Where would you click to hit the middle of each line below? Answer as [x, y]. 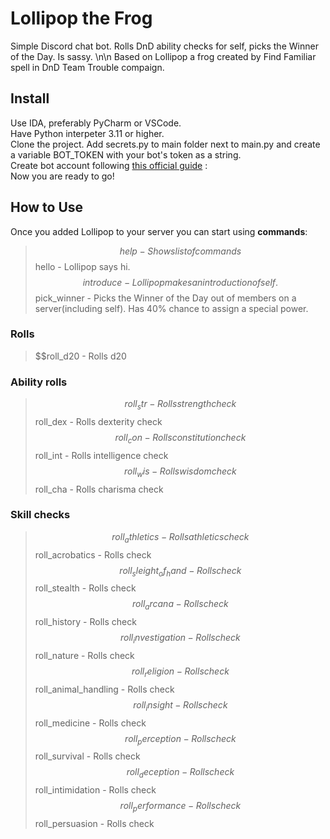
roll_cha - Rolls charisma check [99, 489]
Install [30, 98]
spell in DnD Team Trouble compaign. [87, 67]
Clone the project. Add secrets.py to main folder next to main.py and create [165, 144]
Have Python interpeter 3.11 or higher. [87, 133]
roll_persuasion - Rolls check [94, 824]
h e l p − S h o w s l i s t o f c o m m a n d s [180, 251]
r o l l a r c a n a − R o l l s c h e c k [180, 605]
